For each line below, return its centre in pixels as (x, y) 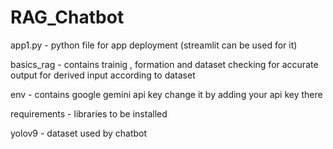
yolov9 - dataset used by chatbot (79, 133)
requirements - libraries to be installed (89, 113)
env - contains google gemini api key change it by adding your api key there (166, 94)
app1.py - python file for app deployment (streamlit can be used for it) (154, 45)
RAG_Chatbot (67, 17)
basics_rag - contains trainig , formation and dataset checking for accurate (164, 64)
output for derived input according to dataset (103, 75)
